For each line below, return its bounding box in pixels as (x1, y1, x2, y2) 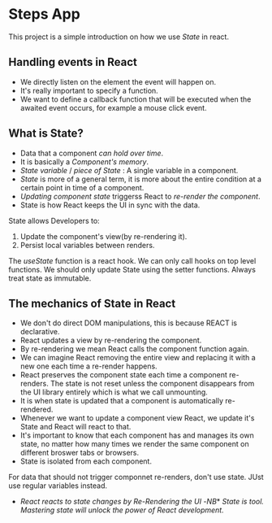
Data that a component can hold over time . (19, 148, 164, 158)
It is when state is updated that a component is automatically (19, 396, 224, 406)
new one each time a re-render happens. (19, 361, 158, 371)
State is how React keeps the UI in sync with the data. (19, 200, 201, 210)
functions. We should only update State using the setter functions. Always (8, 264, 256, 274)
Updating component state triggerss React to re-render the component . (19, 191, 261, 201)
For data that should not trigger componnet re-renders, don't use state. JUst (8, 473, 264, 482)
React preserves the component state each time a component (19, 370, 227, 380)
